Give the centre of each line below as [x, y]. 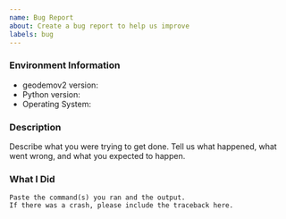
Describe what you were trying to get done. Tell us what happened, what [143, 146]
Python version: [51, 94]
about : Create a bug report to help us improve [100, 26]
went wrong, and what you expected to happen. [97, 156]
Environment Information [65, 65]
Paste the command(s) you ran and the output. [97, 198]
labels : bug [31, 34]
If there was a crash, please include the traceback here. [122, 206]
